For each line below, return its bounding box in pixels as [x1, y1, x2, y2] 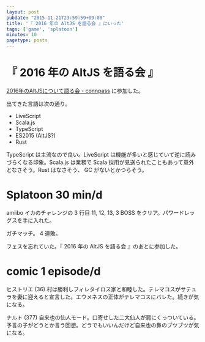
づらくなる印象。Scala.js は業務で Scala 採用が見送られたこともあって [6, 158, 184, 166]
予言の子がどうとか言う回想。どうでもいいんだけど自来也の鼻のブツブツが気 [6, 321, 199, 329]
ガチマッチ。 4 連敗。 [6, 229, 61, 237]
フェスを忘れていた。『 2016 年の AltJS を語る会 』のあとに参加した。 [6, 242, 182, 250]
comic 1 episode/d [6, 264, 101, 278]
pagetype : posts [6, 37, 48, 43]
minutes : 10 [6, 32, 37, 38]
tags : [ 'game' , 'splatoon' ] [6, 26, 78, 32]
